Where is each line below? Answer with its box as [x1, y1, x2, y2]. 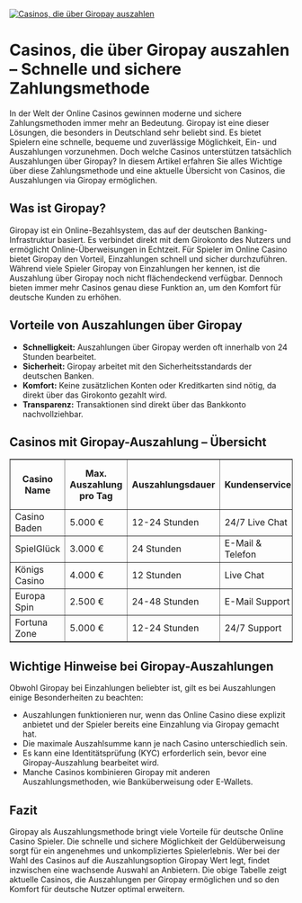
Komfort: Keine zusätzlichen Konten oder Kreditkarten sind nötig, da [22, 380, 277, 390]
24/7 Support [224, 621, 282, 634]
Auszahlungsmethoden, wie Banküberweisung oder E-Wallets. [22, 776, 253, 787]
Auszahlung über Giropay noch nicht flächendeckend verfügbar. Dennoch [9, 273, 283, 283]
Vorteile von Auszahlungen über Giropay [9, 317, 243, 333]
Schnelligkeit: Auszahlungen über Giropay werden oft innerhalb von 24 [22, 342, 288, 353]
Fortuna [14, 616, 48, 629]
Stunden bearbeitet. [22, 351, 97, 362]
